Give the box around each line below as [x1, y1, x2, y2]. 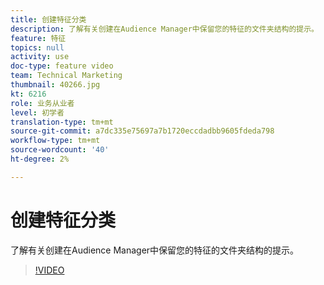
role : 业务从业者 [10, 98, 75, 108]
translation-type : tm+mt [10, 117, 114, 127]
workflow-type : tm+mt [10, 136, 101, 146]
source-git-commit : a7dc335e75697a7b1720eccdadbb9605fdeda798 [10, 126, 275, 136]
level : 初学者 [10, 107, 65, 118]
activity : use [10, 52, 70, 62]
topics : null [10, 42, 65, 53]
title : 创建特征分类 [10, 14, 87, 25]
